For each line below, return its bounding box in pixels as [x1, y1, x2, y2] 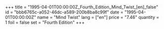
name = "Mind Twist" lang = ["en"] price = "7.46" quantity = [37, 14, 160, 20]
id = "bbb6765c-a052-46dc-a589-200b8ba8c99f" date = [5, 9, 124, 15]
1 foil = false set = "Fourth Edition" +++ [5, 19, 85, 25]
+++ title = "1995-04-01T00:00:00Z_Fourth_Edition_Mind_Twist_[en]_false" [5, 4, 159, 10]
